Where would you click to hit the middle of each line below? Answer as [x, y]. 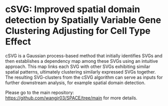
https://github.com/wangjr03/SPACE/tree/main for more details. [71, 98]
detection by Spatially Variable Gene [83, 20]
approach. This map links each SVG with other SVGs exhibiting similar [78, 66]
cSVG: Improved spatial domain [73, 9]
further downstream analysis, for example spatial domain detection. [75, 83]
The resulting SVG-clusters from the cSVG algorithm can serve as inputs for [84, 77]
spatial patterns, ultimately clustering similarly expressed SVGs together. [81, 72]
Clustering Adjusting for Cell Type [78, 31]
